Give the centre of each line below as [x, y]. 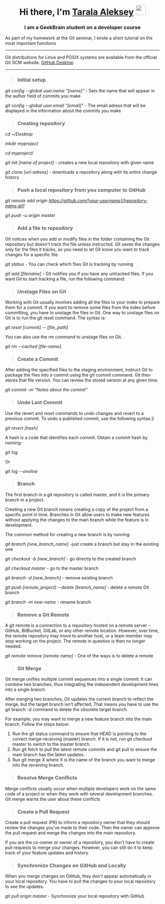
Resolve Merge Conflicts [47, 778]
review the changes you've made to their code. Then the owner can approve [82, 828]
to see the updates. [25, 887]
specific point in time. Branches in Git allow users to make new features [77, 514]
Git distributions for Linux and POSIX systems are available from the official [81, 57]
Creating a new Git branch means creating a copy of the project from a [77, 509]
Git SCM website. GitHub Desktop [39, 63]
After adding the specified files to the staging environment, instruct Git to [79, 370]
